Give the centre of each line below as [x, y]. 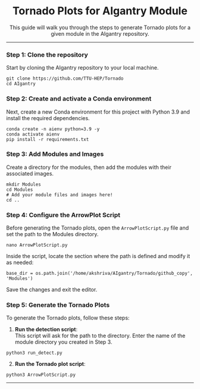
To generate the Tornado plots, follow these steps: [68, 318]
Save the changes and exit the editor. [52, 290]
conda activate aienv [33, 134]
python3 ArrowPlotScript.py [41, 375]
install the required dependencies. [48, 118]
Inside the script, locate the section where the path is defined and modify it [98, 256]
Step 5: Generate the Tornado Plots [58, 305]
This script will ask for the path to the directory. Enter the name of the [100, 336]
